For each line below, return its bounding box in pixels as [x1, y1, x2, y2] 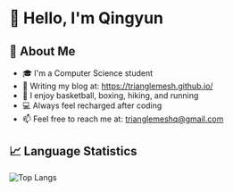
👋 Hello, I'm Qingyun [9, 8, 163, 29]
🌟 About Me [9, 44, 76, 59]
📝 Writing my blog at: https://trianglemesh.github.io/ [21, 80, 213, 91]
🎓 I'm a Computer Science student [21, 68, 154, 79]
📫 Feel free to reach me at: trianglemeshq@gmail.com [21, 113, 224, 124]
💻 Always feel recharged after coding [21, 100, 162, 111]
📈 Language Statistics [9, 144, 137, 159]
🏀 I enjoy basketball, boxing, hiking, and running [21, 90, 199, 101]
